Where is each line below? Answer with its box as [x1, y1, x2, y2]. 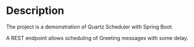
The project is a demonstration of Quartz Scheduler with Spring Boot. [6, 23, 173, 30]
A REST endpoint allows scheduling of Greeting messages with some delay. [6, 34, 189, 41]
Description [6, 4, 64, 17]
